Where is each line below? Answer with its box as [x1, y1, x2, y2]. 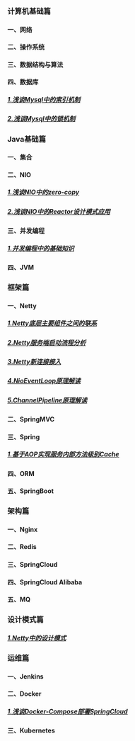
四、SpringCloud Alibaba [7, 577, 83, 586]
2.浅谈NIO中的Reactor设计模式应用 [7, 207, 111, 215]
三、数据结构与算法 [7, 60, 64, 69]
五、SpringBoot [7, 487, 54, 495]
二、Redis [7, 543, 37, 551]
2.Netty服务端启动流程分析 [7, 338, 86, 346]
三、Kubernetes [7, 726, 55, 735]
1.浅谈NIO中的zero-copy [7, 188, 80, 196]
